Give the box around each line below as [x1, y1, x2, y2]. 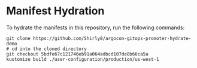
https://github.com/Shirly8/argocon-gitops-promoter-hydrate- [32, 35, 192, 41]
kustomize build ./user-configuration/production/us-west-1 [6, 56, 160, 62]
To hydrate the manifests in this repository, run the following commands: [6, 24, 185, 31]
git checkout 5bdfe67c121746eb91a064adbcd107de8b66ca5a [6, 51, 148, 57]
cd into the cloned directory [11, 46, 87, 52]
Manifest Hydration [6, 4, 105, 18]
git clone [6, 35, 31, 41]
